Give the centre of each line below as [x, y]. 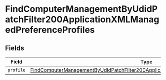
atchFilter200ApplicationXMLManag [82, 19]
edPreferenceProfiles [50, 30]
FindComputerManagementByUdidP [82, 9]
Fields [15, 48]
